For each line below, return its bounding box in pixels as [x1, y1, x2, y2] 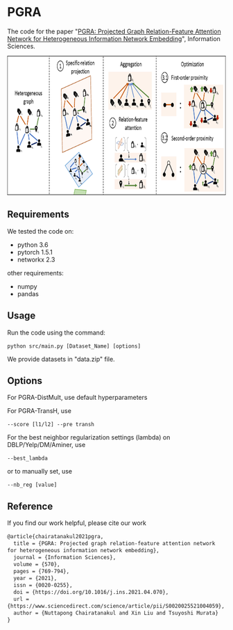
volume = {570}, [13, 561, 60, 568]
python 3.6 [17, 241, 49, 249]
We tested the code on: [7, 227, 74, 235]
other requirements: [7, 268, 64, 277]
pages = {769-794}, [13, 568, 70, 575]
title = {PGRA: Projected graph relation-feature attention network [13, 540, 216, 547]
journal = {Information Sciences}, [13, 554, 116, 561]
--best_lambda [7, 455, 49, 462]
